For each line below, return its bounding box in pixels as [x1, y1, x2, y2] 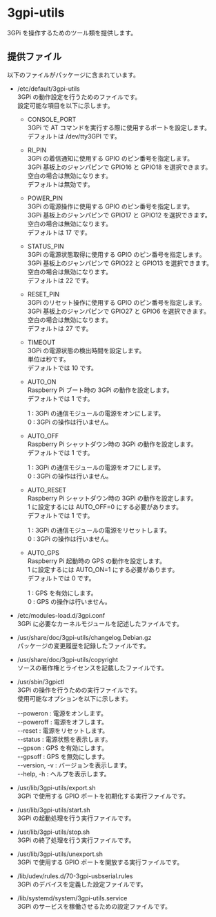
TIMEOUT [27, 338, 56, 346]
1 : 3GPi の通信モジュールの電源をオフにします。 [27, 463, 165, 472]
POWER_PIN [27, 194, 63, 202]
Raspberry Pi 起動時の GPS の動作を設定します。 [27, 556, 166, 565]
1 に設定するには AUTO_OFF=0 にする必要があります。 [27, 502, 183, 510]
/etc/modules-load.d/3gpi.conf [17, 611, 106, 619]
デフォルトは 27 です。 [27, 324, 92, 332]
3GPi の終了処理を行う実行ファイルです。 [17, 836, 135, 844]
